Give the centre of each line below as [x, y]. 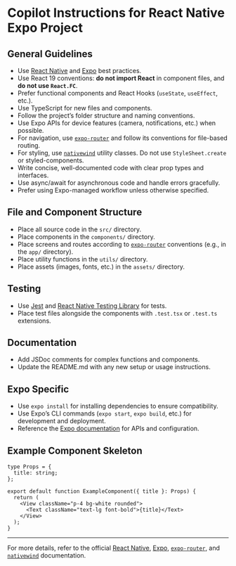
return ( [26, 498]
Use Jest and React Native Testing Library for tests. [92, 305]
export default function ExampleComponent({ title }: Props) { [102, 491]
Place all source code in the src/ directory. [79, 229]
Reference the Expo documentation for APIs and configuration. [108, 429]
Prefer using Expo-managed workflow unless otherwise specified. [113, 190]
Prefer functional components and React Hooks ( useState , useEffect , [117, 93]
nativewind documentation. [47, 555]
